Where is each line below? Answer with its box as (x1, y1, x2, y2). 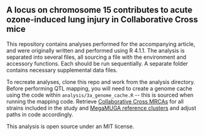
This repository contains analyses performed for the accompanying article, (6, 40, 195, 48)
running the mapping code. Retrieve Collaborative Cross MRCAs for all (6, 97, 184, 105)
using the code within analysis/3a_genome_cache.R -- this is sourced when (6, 91, 194, 99)
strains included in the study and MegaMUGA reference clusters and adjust (6, 104, 197, 111)
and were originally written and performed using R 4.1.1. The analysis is (6, 47, 185, 54)
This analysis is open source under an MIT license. (6, 123, 135, 130)
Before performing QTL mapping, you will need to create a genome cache (6, 85, 193, 92)
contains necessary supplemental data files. (6, 66, 118, 74)
